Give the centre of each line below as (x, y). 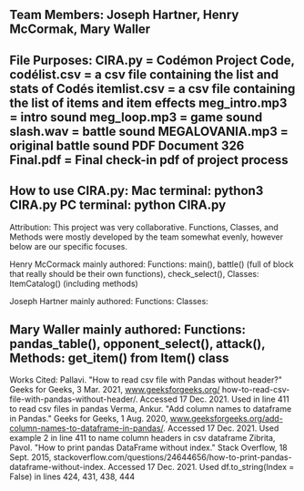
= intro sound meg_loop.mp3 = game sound (136, 117)
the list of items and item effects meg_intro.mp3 (148, 102)
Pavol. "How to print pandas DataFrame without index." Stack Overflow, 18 (149, 448)
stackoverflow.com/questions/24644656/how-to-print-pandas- (173, 457)
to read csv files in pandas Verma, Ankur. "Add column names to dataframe (151, 409)
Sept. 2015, (30, 457)
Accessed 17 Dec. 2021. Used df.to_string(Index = (201, 467)
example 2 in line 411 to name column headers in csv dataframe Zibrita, (142, 438)
